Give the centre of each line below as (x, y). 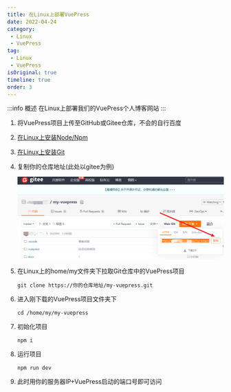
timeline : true (29, 80)
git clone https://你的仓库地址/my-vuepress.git (85, 285)
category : (21, 29)
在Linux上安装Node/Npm (52, 138)
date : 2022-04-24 (32, 22)
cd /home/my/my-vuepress (53, 313)
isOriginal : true (32, 72)
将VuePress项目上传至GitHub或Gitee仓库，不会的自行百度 (99, 123)
